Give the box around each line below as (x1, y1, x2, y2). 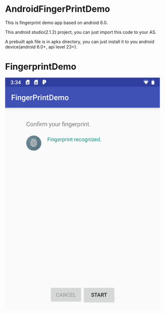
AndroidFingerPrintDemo (5, 3, 110, 15)
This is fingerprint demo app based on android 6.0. (5, 20, 108, 26)
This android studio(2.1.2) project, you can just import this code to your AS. (5, 29, 157, 35)
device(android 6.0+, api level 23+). (5, 44, 78, 50)
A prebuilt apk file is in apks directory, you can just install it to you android (5, 38, 155, 45)
